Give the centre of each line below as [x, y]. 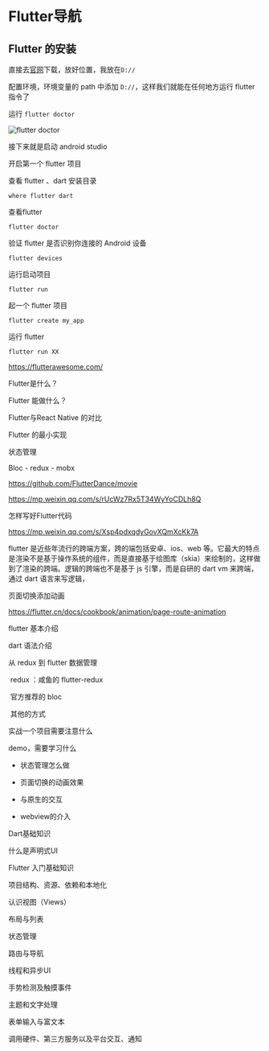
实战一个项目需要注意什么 [51, 731]
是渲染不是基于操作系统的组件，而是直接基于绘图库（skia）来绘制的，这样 [131, 558]
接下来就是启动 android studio [58, 146]
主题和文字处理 [33, 1004]
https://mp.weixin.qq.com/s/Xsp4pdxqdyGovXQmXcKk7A [104, 532]
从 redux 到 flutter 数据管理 [53, 662]
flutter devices [35, 258]
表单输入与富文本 [37, 1022]
